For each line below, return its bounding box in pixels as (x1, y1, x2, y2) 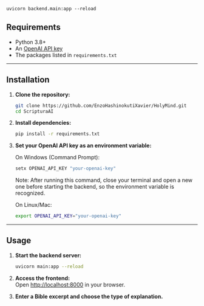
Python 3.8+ (15, 38, 47, 46)
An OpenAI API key (15, 44, 63, 52)
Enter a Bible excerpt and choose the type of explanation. (15, 293, 163, 300)
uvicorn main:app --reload (15, 263, 84, 269)
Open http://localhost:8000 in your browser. (15, 280, 126, 288)
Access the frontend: (15, 274, 70, 282)
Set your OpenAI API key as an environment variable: (15, 142, 152, 149)
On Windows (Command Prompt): (15, 154, 100, 161)
